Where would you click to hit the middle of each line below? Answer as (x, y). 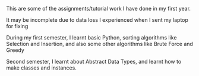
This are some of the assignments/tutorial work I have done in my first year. (99, 9)
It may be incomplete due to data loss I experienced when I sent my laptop (97, 20)
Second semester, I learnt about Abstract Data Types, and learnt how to (94, 62)
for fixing (17, 26)
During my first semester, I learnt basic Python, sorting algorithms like (91, 37)
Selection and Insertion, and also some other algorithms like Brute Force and (99, 44)
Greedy (15, 50)
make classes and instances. (42, 68)
